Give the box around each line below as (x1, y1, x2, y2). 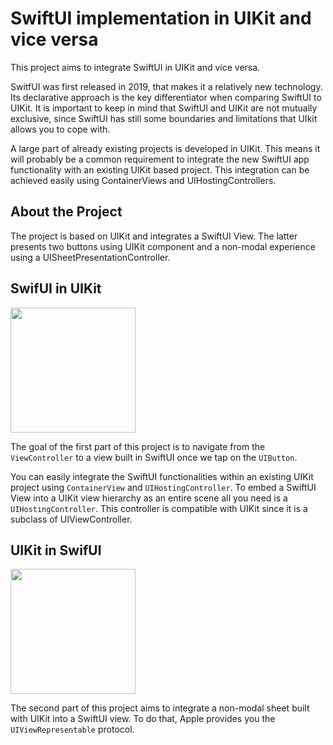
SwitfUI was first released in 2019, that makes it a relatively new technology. (10, 80, 323, 92)
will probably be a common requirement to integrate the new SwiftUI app (10, 153, 310, 165)
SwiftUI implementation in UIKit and (10, 7, 312, 30)
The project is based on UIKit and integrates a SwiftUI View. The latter (10, 230, 298, 242)
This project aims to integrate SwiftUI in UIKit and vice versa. (10, 61, 261, 73)
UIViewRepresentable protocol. (10, 723, 135, 736)
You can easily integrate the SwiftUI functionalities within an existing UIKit (10, 470, 314, 482)
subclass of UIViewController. (10, 513, 133, 525)
